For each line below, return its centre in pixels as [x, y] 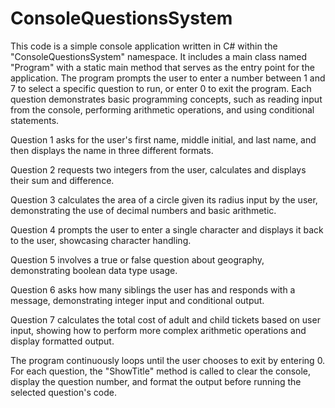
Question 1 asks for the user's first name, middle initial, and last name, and [163, 139]
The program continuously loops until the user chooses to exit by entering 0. [168, 360]
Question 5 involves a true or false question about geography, [137, 259]
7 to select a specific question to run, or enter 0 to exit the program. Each [161, 88]
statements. [35, 120]
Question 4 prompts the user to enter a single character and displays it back [167, 229]
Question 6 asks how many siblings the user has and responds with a [153, 289]
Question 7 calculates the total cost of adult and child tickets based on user [165, 319]
